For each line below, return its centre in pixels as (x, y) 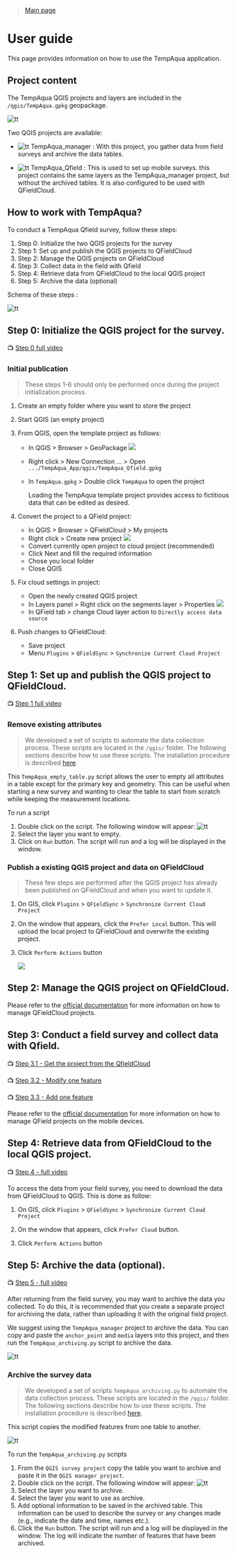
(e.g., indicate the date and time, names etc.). (84, 1520)
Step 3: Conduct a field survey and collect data (113, 1035)
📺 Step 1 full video (35, 704)
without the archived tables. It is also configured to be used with (111, 183)
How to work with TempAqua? (75, 213)
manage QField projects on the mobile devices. (76, 1121)
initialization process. (56, 391)
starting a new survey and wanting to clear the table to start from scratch (114, 791)
